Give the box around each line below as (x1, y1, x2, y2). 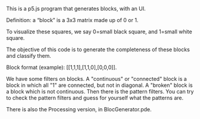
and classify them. (6, 52, 52, 59)
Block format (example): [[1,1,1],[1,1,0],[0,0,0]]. (6, 64, 117, 71)
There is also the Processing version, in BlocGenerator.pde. (6, 106, 152, 112)
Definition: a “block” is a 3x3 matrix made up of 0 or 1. (6, 17, 139, 23)
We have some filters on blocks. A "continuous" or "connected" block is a (6, 76, 187, 82)
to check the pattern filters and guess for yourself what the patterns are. (6, 95, 183, 101)
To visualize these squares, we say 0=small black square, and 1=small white (6, 28, 192, 35)
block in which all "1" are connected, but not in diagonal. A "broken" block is (6, 82, 193, 89)
